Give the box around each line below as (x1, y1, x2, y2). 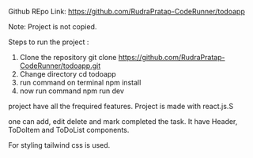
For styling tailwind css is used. (8, 141, 111, 149)
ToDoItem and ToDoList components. (8, 126, 130, 134)
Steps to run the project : (8, 37, 89, 47)
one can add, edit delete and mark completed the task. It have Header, (8, 117, 238, 126)
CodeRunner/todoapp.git (19, 61, 101, 70)
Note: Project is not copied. (8, 22, 97, 31)
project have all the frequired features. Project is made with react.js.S (8, 102, 234, 111)
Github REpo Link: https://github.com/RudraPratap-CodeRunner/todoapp (8, 7, 245, 16)
